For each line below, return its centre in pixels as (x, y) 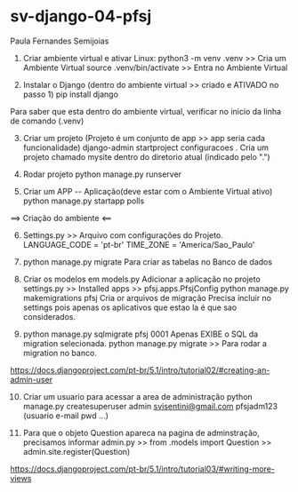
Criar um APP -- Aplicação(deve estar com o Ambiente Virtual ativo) (148, 191)
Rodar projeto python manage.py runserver (102, 174)
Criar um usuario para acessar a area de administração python (137, 396)
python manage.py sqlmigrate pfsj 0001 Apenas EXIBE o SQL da (141, 334)
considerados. (49, 316)
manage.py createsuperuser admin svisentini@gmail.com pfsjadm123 (150, 406)
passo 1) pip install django (71, 94)
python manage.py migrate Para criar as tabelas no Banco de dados (148, 262)
